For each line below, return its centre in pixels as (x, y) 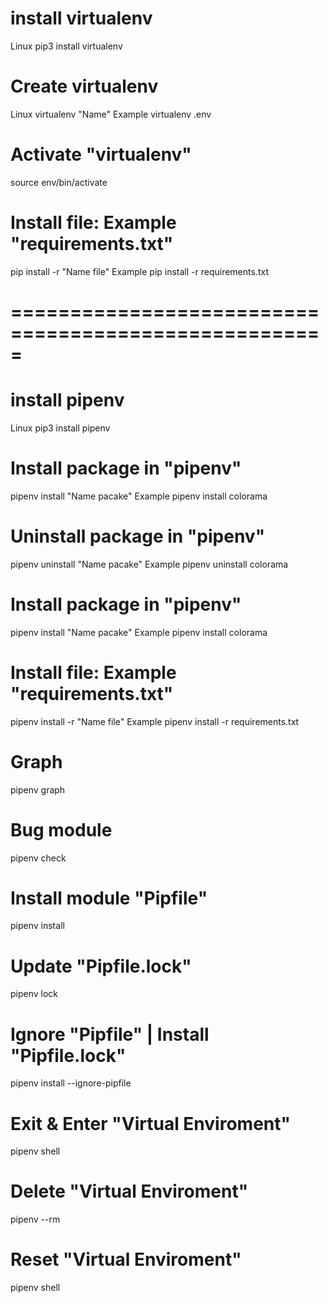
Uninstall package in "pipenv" (138, 536)
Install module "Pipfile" (109, 898)
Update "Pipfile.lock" (101, 966)
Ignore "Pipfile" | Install (110, 1034)
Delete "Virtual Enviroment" (129, 1191)
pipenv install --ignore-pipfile (71, 1083)
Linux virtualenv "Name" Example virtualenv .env (111, 114)
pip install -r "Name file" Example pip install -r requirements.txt (139, 271)
